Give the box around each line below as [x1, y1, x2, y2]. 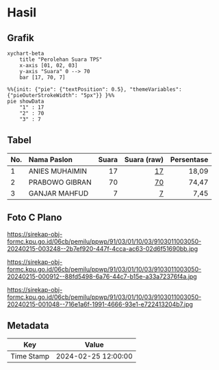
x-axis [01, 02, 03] [19, 62, 78, 69]
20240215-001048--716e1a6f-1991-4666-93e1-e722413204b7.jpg [7, 300, 194, 308]
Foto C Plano [7, 212, 62, 224]
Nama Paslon [28, 155, 73, 164]
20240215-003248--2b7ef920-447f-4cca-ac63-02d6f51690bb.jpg [7, 244, 198, 252]
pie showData [7, 98, 44, 105]
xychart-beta [7, 50, 44, 57]
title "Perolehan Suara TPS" [19, 56, 103, 63]
